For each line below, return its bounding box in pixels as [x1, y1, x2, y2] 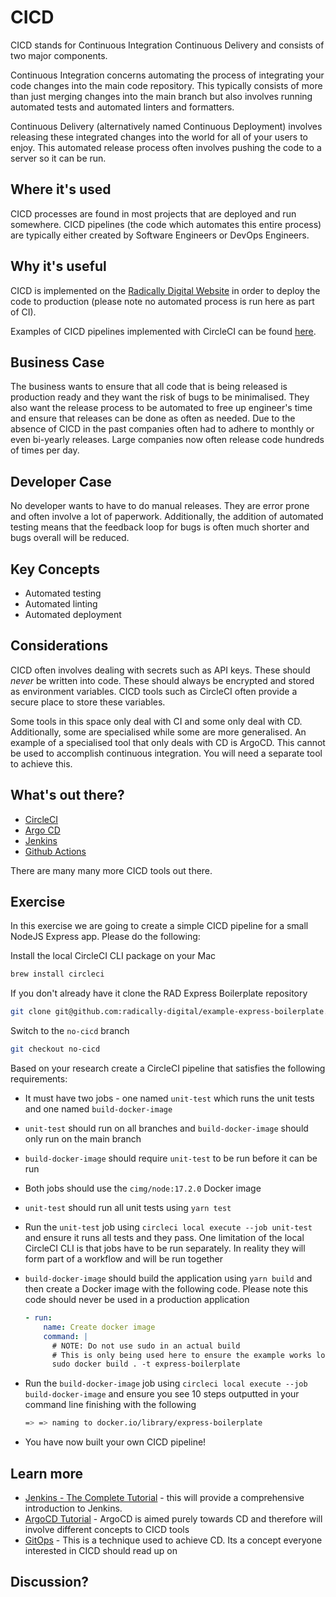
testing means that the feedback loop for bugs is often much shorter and [10, 521, 310, 533]
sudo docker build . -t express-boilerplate [51, 1359, 241, 1370]
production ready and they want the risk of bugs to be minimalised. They [10, 391, 310, 403]
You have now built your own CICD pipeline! [24, 1436, 207, 1448]
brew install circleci [10, 969, 105, 980]
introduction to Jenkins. [24, 1502, 123, 1514]
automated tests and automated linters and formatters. [10, 101, 235, 113]
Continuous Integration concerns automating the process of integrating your [10, 69, 325, 81]
